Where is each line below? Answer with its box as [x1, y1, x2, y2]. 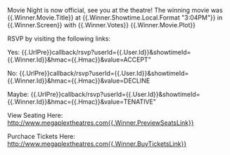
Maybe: [7, 90, 30, 98]
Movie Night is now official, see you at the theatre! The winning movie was [7, 6, 223, 14]
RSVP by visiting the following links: [7, 34, 111, 43]
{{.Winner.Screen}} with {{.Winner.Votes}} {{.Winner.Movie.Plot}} [7, 21, 196, 29]
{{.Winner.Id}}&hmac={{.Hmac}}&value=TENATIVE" [7, 97, 157, 106]
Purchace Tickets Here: [7, 133, 76, 140]
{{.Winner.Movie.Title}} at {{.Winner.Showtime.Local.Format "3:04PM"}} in [7, 13, 223, 22]
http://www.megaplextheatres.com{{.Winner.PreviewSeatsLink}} [7, 119, 194, 127]
